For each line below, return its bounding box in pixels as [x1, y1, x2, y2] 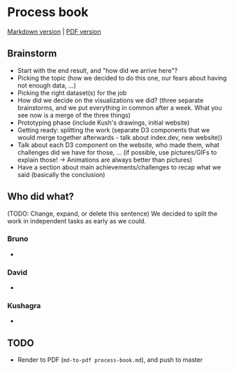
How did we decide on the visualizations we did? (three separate [17, 96, 204, 104]
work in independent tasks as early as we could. [7, 216, 147, 225]
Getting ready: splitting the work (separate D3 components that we [17, 125, 210, 134]
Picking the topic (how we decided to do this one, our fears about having [17, 73, 227, 82]
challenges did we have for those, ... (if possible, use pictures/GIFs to [17, 148, 217, 156]
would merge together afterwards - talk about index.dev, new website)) [17, 133, 223, 141]
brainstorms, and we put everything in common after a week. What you [17, 103, 222, 112]
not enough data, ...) [17, 81, 77, 90]
